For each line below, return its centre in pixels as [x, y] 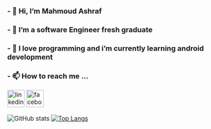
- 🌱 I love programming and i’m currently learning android [106, 48]
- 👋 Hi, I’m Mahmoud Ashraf [54, 11]
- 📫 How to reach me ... [48, 76]
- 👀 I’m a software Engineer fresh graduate [80, 29]
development [30, 57]
